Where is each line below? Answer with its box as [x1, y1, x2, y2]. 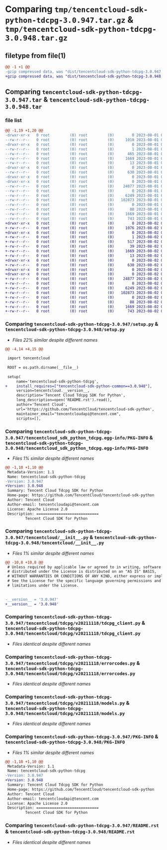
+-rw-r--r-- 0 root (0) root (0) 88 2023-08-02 [5, 299, 159, 304]
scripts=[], [16, 416, 41, 421]
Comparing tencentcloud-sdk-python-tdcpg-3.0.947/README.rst [5, 822, 159, 829]
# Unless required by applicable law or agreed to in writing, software [7, 565, 162, 569]
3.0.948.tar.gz [5, 33, 68, 43]
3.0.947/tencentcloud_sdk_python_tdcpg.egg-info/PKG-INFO [5, 435, 149, 440]
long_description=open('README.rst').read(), [16, 398, 112, 403]
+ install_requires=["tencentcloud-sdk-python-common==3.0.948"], [5, 384, 153, 389]
